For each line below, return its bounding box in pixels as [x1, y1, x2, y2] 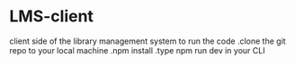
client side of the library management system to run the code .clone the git [9, 36, 286, 46]
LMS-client [9, 6, 94, 27]
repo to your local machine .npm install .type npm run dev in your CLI [9, 45, 265, 55]
